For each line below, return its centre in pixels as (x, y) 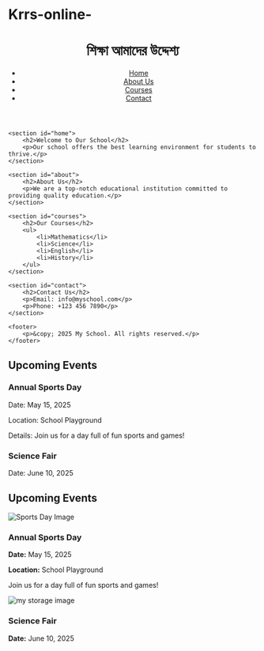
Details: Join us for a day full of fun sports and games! (96, 435)
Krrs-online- (50, 15)
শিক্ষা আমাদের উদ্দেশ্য (133, 51)
